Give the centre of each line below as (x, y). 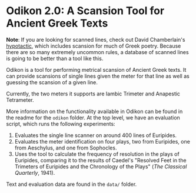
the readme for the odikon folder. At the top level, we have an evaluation (93, 117)
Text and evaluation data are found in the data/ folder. (72, 184)
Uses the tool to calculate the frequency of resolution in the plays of (97, 154)
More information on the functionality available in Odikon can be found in (94, 111)
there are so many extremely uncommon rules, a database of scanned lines (98, 52)
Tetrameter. (20, 100)
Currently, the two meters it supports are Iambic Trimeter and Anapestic (93, 94)
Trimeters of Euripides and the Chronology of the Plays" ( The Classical (101, 167)
